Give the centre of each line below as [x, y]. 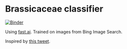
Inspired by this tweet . [28, 41]
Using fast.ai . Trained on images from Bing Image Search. [64, 32]
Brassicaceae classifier [54, 9]
